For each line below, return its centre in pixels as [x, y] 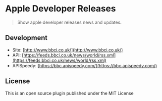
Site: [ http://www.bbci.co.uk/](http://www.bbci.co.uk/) [68, 50]
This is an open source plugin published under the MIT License [69, 93]
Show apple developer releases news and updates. [69, 22]
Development [27, 38]
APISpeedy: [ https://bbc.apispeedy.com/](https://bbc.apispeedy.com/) [84, 65]
